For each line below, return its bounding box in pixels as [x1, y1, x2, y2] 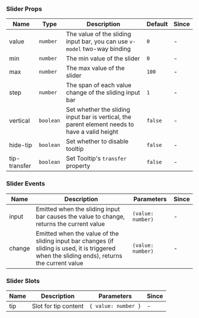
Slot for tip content [31, 301, 84, 310]
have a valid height [66, 128, 118, 136]
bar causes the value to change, [36, 212, 126, 220]
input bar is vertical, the [66, 113, 131, 121]
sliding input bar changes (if [36, 236, 114, 245]
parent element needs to [66, 120, 134, 129]
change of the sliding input [66, 88, 140, 97]
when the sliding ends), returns [36, 251, 123, 259]
